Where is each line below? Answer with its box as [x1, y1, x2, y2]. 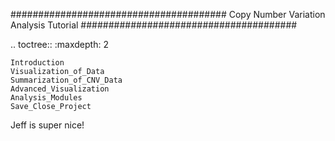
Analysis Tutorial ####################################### [10, 19, 298, 31]
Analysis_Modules [10, 93, 83, 103]
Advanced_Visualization [10, 84, 110, 94]
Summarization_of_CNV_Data [10, 75, 123, 85]
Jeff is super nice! [10, 119, 85, 131]
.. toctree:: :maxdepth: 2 [10, 39, 109, 50]
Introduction [10, 58, 65, 68]
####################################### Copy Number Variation [10, 9, 326, 20]
